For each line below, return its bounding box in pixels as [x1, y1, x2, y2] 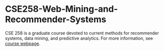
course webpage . [5, 40, 41, 46]
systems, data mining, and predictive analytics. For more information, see [5, 35, 153, 41]
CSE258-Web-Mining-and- [5, 3, 118, 15]
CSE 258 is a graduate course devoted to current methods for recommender [5, 30, 159, 36]
